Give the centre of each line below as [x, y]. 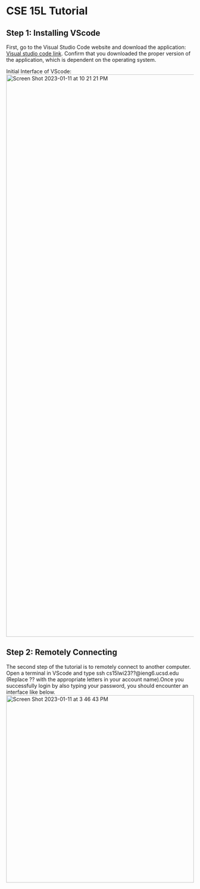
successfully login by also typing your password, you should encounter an [97, 685]
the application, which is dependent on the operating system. [81, 60]
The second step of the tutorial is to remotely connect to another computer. [99, 666]
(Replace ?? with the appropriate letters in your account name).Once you [95, 679]
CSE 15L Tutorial [47, 11]
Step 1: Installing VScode [53, 33]
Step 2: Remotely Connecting [62, 652]
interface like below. [31, 692]
